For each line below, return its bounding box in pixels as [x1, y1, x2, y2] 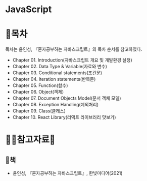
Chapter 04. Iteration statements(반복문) [12, 76, 96, 82]
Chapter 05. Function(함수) [12, 82, 68, 88]
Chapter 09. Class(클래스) [12, 108, 66, 114]
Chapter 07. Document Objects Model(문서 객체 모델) [12, 95, 121, 101]
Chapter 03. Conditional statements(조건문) [12, 70, 103, 76]
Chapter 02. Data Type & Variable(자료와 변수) [12, 64, 108, 70]
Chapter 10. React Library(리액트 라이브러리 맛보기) [12, 114, 116, 120]
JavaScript [5, 4, 52, 15]
